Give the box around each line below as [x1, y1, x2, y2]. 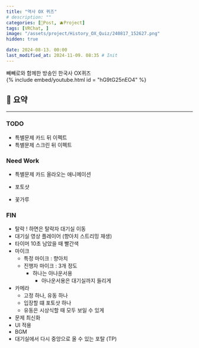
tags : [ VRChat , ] [6, 25, 49, 31]
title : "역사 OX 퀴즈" [6, 8, 57, 15]
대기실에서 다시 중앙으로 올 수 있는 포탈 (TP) [14, 336, 117, 343]
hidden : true [6, 36, 38, 42]
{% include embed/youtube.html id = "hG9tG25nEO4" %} [6, 76, 147, 83]
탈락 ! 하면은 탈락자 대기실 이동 [14, 225, 86, 232]
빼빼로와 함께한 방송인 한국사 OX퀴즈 [6, 69, 91, 76]
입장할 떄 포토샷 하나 [23, 299, 72, 307]
